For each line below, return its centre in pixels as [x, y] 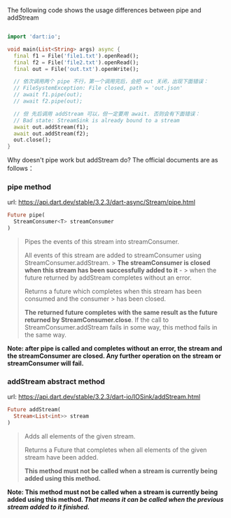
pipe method [29, 187]
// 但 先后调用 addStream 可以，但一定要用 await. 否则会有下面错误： [107, 114]
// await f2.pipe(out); [48, 101]
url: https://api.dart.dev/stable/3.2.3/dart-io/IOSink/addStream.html [104, 397]
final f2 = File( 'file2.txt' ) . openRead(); [76, 63]
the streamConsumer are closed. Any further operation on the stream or [114, 356]
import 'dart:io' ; [34, 37]
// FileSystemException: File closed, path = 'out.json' [98, 88]
